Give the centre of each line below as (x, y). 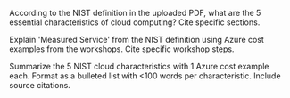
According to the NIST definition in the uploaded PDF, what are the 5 (135, 13)
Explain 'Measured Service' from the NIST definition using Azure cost (137, 40)
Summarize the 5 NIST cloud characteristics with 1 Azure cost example (139, 66)
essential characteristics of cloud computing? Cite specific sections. (135, 22)
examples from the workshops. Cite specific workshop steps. (122, 49)
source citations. (40, 85)
